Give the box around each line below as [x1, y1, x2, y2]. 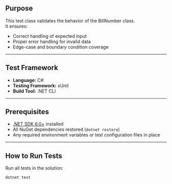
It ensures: [5, 23, 28, 29]
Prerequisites [5, 107, 49, 117]
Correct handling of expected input [12, 33, 87, 39]
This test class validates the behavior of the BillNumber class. [5, 17, 135, 24]
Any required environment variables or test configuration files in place [12, 132, 160, 138]
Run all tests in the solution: [5, 165, 63, 171]
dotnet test [5, 175, 31, 180]
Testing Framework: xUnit [12, 82, 69, 88]
